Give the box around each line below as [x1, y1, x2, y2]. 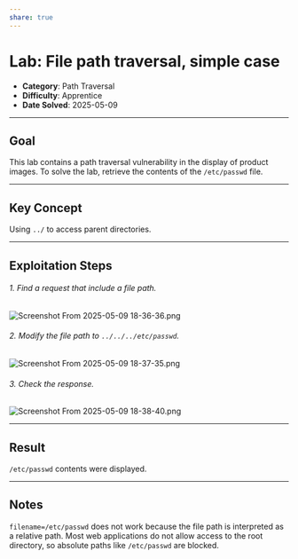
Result [9, 440, 46, 455]
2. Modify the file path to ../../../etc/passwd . [9, 330, 180, 342]
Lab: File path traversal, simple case [9, 51, 281, 71]
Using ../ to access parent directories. [9, 224, 152, 235]
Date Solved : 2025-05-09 [21, 99, 118, 110]
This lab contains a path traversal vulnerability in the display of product [9, 157, 269, 168]
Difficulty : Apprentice [21, 90, 103, 100]
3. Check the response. [9, 378, 95, 389]
